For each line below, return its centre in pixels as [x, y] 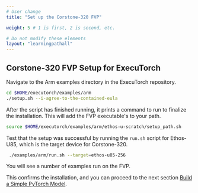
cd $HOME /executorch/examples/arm [49, 93]
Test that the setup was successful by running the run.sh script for [88, 138]
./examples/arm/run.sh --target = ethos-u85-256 [67, 155]
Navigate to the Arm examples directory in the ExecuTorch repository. [91, 82]
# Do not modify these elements [46, 38]
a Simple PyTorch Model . [36, 184]
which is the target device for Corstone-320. [73, 144]
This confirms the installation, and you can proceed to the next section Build [99, 178]
